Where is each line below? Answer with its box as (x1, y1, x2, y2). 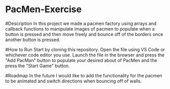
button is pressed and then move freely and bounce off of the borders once (5, 31, 163, 37)
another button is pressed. (5, 37, 61, 43)
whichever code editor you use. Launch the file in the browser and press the (5, 52, 165, 58)
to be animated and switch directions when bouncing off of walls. (5, 78, 142, 84)
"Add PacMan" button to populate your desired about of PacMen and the (5, 57, 157, 63)
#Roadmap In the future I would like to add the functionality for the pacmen (5, 72, 162, 78)
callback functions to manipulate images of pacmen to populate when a (5, 25, 155, 32)
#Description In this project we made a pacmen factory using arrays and (5, 20, 157, 26)
